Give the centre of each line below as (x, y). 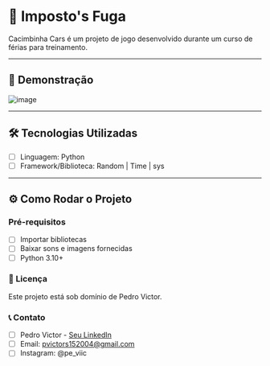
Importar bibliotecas (53, 240)
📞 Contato (27, 317)
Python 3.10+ (42, 257)
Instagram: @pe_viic (53, 353)
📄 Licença (28, 279)
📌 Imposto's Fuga (67, 16)
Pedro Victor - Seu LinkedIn (66, 335)
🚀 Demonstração (51, 80)
